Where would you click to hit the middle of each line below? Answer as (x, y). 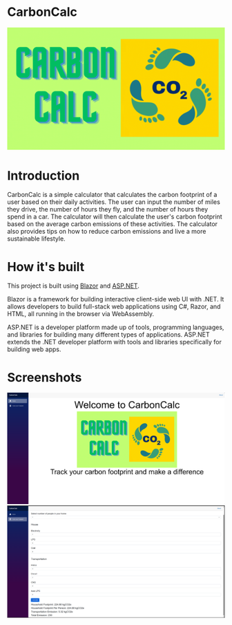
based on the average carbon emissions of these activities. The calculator (113, 224)
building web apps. (34, 349)
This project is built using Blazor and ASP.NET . (73, 286)
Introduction (43, 175)
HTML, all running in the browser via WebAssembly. (80, 314)
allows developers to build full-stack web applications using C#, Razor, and (114, 307)
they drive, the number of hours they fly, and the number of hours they (108, 209)
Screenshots (45, 377)
